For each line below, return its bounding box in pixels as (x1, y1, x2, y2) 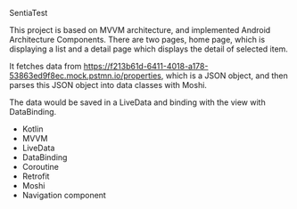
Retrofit (21, 171, 50, 181)
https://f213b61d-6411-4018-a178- (83, 61, 209, 71)
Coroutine (21, 162, 60, 172)
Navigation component (21, 190, 107, 200)
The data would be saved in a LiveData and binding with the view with (9, 97, 266, 108)
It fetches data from (9, 61, 82, 71)
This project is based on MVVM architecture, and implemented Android (9, 25, 271, 35)
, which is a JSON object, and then (161, 70, 288, 81)
